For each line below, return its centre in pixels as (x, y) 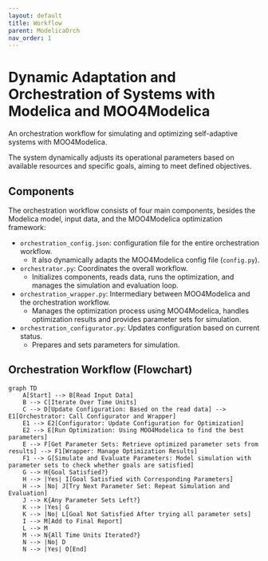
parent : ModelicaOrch (44, 30)
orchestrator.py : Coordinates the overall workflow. (104, 268)
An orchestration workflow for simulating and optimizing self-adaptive (123, 133)
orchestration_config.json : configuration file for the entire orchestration (140, 243)
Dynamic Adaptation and (92, 78)
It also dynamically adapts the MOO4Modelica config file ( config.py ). (146, 260)
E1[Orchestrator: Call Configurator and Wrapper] (93, 416)
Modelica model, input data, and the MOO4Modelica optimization (116, 219)
